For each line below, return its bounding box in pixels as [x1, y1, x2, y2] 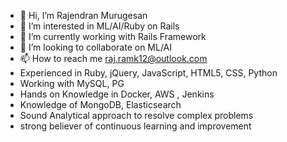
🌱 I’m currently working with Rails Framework [19, 31, 207, 42]
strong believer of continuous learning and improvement [19, 120, 252, 132]
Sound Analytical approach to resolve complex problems [19, 110, 254, 121]
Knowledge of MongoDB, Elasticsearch [19, 99, 182, 110]
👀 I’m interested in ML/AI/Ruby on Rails [19, 20, 180, 32]
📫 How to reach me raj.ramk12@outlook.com [19, 53, 208, 64]
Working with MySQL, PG [19, 78, 125, 89]
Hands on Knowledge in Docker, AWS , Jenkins [19, 88, 215, 100]
